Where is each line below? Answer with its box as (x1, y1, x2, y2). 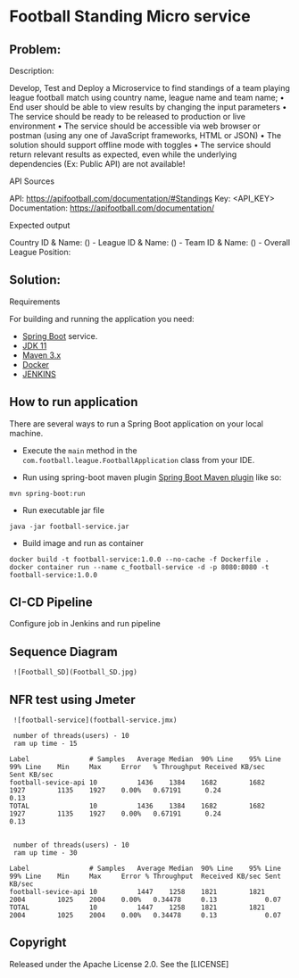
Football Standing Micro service (9, 6, 252, 27)
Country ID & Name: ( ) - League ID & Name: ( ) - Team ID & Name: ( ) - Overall (9, 237, 291, 247)
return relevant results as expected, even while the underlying (9, 149, 237, 160)
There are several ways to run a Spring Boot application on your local (9, 418, 263, 429)
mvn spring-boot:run (9, 489, 87, 498)
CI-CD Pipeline (9, 595, 93, 610)
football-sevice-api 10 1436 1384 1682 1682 (9, 778, 266, 787)
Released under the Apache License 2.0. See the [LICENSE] (9, 958, 229, 969)
